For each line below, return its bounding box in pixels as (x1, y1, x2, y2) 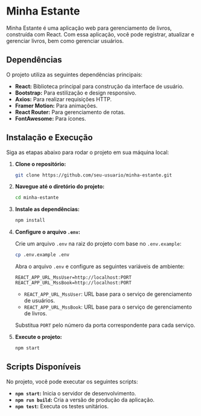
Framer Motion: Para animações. (14, 102, 98, 109)
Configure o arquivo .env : (14, 229, 80, 236)
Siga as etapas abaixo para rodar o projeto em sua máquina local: (6, 149, 169, 156)
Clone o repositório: (14, 160, 66, 167)
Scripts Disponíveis (6, 362, 81, 372)
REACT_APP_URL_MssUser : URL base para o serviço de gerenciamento (24, 290, 192, 298)
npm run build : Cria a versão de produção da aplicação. (14, 396, 155, 403)
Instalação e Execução (6, 132, 93, 143)
